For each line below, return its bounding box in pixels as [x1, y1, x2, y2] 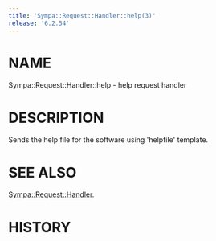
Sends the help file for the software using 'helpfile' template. [8, 135, 209, 145]
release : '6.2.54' [8, 19, 70, 27]
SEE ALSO [8, 163, 77, 182]
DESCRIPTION [8, 108, 104, 127]
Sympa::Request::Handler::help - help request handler [8, 80, 187, 90]
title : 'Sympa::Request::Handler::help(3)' [8, 11, 157, 20]
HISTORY [8, 218, 71, 236]
